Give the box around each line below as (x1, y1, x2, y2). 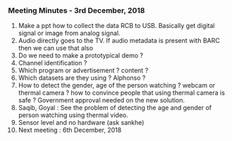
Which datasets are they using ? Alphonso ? (18, 74, 146, 82)
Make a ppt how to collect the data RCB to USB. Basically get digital (18, 22, 215, 30)
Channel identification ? (18, 59, 87, 67)
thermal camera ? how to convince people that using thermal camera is (18, 88, 225, 97)
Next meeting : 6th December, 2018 (18, 126, 122, 135)
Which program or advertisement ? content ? (18, 66, 149, 75)
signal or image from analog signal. (18, 29, 121, 37)
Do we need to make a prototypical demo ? (18, 51, 144, 60)
